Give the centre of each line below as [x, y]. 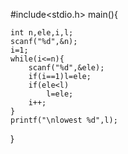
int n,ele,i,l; [42, 33]
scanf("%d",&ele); [66, 68]
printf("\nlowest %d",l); [64, 120]
